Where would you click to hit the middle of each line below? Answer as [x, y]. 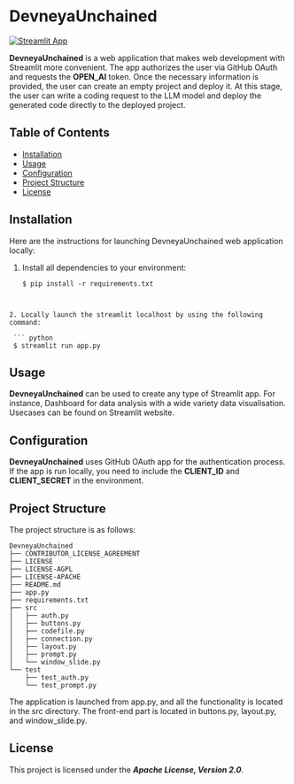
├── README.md [35, 585]
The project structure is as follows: [72, 530]
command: [25, 322]
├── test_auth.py [57, 678]
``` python [33, 338]
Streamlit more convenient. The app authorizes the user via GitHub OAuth [143, 67]
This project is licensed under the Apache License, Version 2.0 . [127, 769]
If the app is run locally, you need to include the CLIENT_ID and [124, 472]
